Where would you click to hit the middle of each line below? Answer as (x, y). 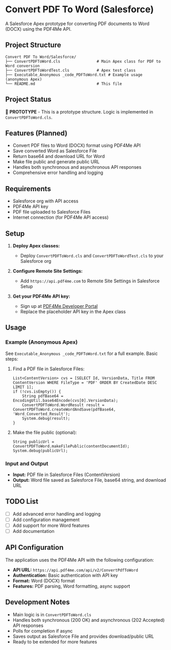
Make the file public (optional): (45, 432)
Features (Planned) (36, 133)
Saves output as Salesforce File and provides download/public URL (83, 636)
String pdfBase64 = (43, 396)
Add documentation (33, 531)
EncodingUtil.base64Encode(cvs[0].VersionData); (65, 400)
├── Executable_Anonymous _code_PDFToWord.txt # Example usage (74, 75)
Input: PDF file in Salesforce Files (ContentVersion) (66, 475)
